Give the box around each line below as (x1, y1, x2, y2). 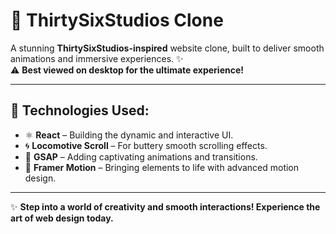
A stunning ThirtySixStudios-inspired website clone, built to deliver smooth (10, 42, 325, 54)
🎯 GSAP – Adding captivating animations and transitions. (24, 150, 258, 163)
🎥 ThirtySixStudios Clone (10, 9, 224, 32)
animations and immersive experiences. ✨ (10, 52, 184, 64)
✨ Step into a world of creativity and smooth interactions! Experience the (10, 200, 321, 213)
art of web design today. (10, 212, 114, 224)
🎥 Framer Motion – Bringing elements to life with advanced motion (24, 161, 300, 173)
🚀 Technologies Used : (10, 102, 150, 119)
